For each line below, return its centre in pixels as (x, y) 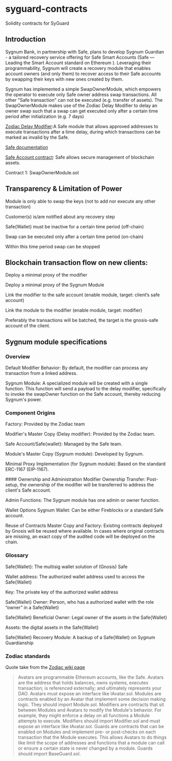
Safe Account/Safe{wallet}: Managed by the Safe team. (64, 444)
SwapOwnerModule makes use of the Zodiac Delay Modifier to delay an (81, 105)
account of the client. (28, 326)
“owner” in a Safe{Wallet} (32, 607)
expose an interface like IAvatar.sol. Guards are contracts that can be (91, 726)
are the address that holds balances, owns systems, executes (83, 682)
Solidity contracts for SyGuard (37, 23)
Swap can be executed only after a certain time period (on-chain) (74, 237)
